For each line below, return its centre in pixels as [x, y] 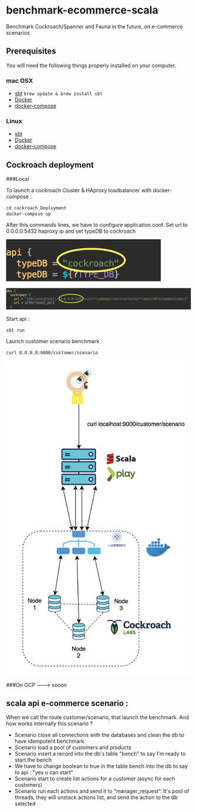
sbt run [16, 330]
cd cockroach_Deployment [36, 208]
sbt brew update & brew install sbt [59, 93]
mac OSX [20, 80]
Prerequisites [31, 51]
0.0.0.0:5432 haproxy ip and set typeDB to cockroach [71, 231]
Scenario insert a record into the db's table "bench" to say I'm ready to [100, 754]
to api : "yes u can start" [44, 773]
